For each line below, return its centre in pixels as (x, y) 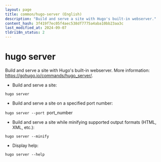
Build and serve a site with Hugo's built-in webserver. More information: (78, 70)
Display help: (25, 145)
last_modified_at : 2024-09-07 (36, 28)
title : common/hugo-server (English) (44, 14)
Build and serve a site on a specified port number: (63, 103)
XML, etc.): (23, 127)
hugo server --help (25, 154)
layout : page (18, 10)
